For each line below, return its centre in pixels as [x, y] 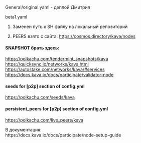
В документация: [23, 129]
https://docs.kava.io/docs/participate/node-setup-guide [63, 135]
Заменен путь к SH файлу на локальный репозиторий [70, 26]
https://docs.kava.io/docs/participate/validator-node [59, 75]
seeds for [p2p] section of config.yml [45, 86]
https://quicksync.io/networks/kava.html [47, 64]
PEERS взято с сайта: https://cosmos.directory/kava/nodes [74, 36]
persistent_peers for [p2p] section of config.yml [57, 109]
